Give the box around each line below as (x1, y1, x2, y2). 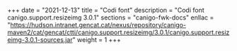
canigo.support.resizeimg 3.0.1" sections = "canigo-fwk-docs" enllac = (7, 13, 214, 22)
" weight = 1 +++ (72, 36, 122, 44)
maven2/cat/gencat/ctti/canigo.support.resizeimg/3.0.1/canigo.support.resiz (7, 28, 230, 36)
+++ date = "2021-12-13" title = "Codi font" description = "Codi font (7, 6, 205, 14)
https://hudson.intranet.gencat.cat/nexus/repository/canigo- (10, 21, 186, 29)
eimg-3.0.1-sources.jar (7, 36, 73, 44)
